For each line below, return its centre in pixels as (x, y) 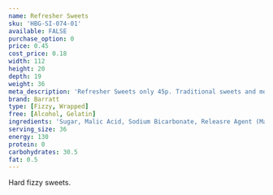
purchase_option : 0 (41, 39)
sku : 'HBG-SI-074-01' (45, 24)
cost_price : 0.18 (38, 54)
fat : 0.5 (23, 159)
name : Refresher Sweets (49, 16)
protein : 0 (27, 144)
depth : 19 (25, 76)
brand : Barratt (34, 99)
